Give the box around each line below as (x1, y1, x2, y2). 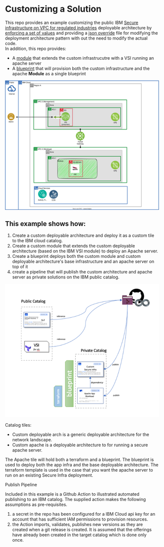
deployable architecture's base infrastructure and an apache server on (12, 258, 155, 265)
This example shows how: (5, 219, 86, 228)
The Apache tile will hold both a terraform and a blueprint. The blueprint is (5, 456, 154, 462)
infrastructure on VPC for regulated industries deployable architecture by (5, 24, 152, 30)
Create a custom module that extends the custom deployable (12, 243, 135, 249)
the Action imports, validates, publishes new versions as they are (12, 521, 143, 527)
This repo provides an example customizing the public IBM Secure (5, 20, 139, 25)
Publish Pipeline (5, 481, 38, 487)
